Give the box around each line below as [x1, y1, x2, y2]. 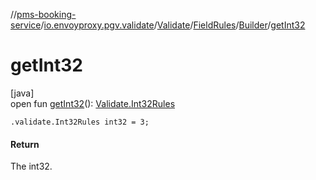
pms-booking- [16, 9, 77, 20]
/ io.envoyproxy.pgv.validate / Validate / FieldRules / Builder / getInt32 [40, 19, 306, 31]
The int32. [10, 160, 53, 173]
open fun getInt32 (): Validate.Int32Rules [10, 97, 176, 109]
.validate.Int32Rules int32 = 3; [10, 117, 150, 127]
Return [10, 138, 40, 150]
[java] [10, 87, 35, 99]
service [10, 19, 42, 31]
